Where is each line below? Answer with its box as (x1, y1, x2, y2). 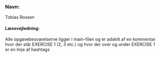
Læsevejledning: (5, 25, 40, 31)
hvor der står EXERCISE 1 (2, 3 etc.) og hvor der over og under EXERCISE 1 (5, 41, 155, 47)
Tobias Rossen (5, 14, 35, 20)
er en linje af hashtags (5, 46, 50, 52)
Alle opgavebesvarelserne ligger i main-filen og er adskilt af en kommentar (5, 36, 156, 42)
